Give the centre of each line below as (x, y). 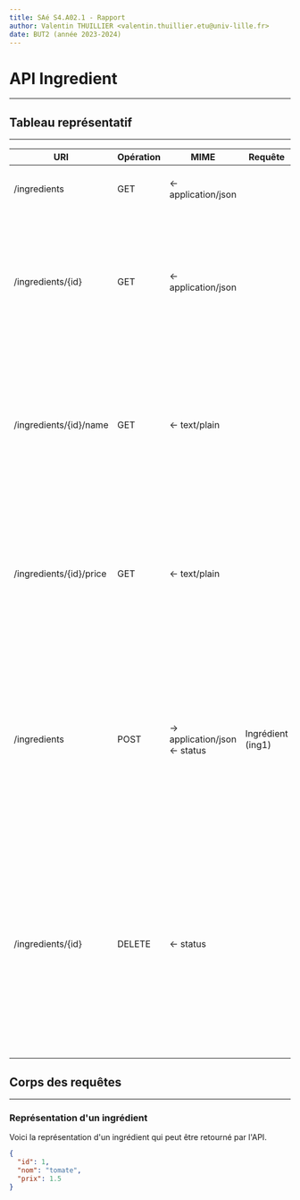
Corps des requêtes (66, 1082)
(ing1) (258, 745)
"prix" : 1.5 (40, 1179)
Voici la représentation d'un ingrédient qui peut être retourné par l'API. (138, 1137)
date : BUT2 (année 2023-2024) (66, 34)
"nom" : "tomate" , (50, 1170)
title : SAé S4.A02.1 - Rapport (67, 17)
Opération (139, 157)
